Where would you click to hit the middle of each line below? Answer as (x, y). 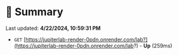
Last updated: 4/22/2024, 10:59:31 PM (53, 28)
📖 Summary (34, 12)
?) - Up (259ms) (153, 46)
